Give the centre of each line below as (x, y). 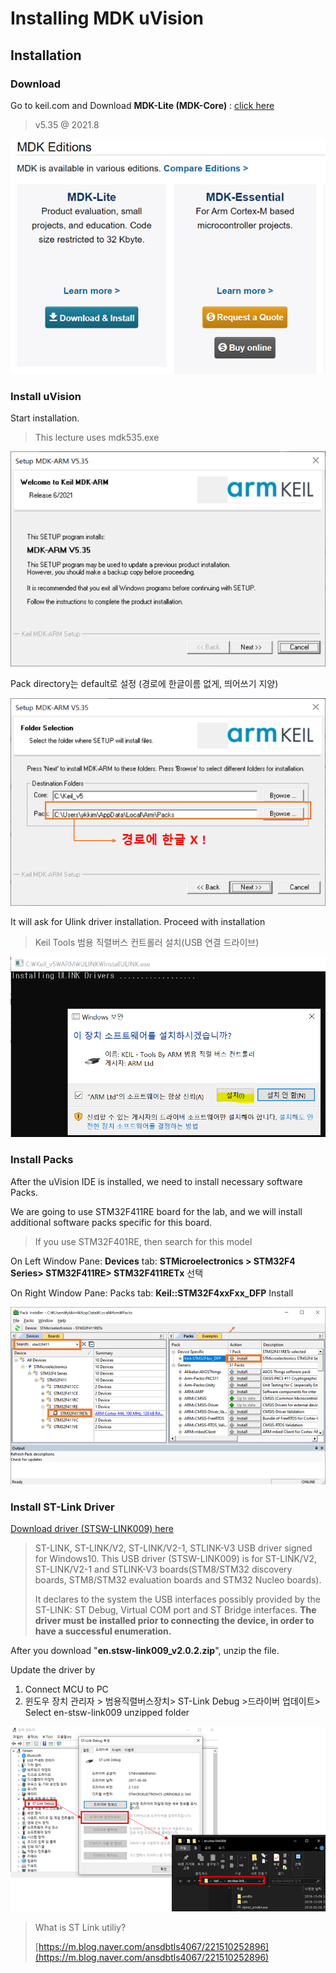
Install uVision (46, 396)
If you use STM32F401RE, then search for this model (143, 1241)
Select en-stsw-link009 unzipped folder (107, 1713)
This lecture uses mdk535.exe (97, 438)
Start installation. (45, 418)
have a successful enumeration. (103, 1631)
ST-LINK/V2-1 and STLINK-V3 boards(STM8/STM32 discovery (163, 1569)
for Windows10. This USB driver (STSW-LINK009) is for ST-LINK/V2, (176, 1559)
